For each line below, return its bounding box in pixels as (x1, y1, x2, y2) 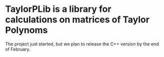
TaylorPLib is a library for (5, 3, 111, 15)
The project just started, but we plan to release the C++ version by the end (5, 41, 159, 47)
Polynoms (5, 25, 48, 36)
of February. (5, 46, 31, 52)
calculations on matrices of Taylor (5, 14, 150, 25)
